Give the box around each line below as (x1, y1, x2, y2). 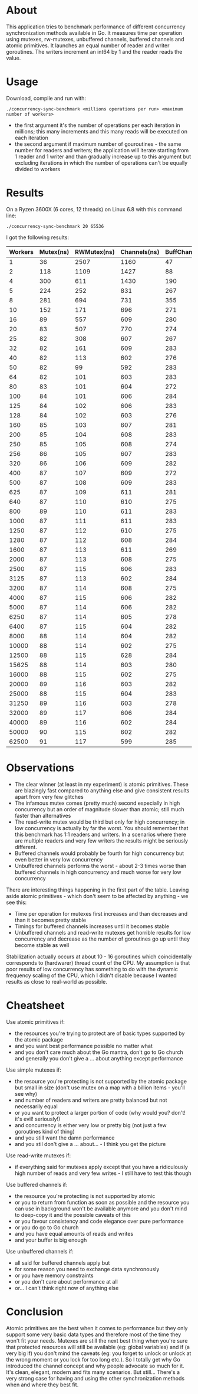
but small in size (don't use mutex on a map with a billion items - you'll (14, 1084, 185, 1091)
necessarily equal (14, 1102, 58, 1110)
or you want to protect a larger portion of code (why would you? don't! (14, 1109, 186, 1116)
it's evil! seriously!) (14, 1115, 61, 1122)
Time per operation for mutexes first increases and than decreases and (14, 910, 187, 917)
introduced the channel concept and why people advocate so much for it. (6, 1362, 184, 1369)
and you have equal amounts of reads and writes (14, 1230, 134, 1237)
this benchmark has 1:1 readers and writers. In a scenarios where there (14, 831, 187, 838)
